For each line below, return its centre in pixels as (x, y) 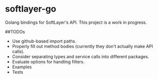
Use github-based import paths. (44, 41)
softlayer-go (31, 9)
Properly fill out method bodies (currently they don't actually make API (82, 46)
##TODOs (15, 32)
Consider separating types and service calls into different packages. (80, 56)
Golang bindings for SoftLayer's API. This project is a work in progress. (76, 22)
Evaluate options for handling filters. (48, 62)
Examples (22, 67)
